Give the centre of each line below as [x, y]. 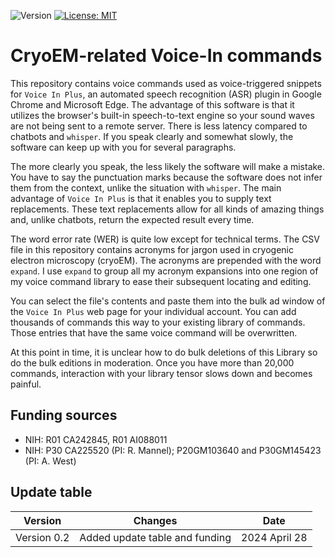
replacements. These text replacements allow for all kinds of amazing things [167, 209]
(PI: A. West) [50, 461]
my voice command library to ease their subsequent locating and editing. [161, 281]
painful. [26, 384]
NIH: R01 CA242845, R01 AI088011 [96, 439]
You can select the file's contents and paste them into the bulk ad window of [168, 301]
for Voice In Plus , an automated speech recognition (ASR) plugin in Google [166, 94]
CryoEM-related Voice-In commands [166, 56]
